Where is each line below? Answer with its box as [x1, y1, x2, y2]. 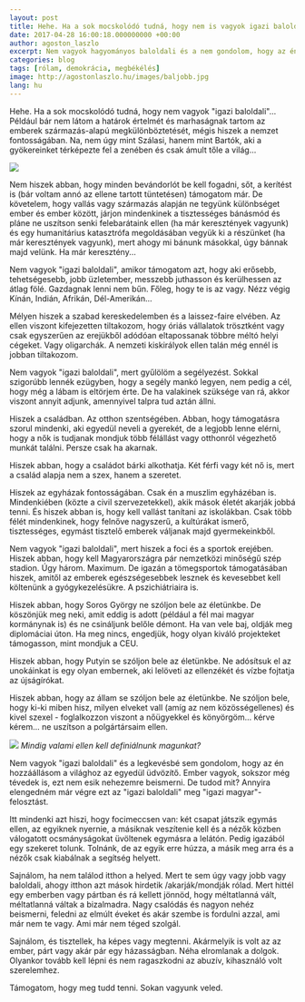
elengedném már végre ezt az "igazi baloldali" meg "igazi [9, 786, 224, 797]
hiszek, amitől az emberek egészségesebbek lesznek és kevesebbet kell [9, 572, 281, 583]
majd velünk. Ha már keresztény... [9, 246, 136, 257]
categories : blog [9, 55, 75, 64]
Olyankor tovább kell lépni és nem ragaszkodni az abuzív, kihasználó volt [9, 955, 283, 966]
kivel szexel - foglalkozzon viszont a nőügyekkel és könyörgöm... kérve [9, 712, 275, 722]
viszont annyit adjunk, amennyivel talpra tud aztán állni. [9, 396, 216, 407]
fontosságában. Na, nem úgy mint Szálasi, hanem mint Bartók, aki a [9, 134, 261, 145]
